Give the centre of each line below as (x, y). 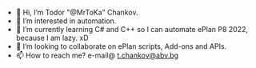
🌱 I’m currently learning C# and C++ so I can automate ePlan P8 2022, (132, 29)
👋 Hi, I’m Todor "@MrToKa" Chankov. (77, 12)
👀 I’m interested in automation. (66, 21)
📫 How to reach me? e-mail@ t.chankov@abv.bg (97, 55)
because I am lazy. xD (52, 38)
